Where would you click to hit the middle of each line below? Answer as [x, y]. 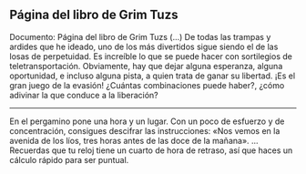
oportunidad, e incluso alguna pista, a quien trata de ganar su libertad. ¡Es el [153, 76]
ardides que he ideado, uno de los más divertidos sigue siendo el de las [144, 46]
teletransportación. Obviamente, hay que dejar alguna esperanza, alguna [146, 66]
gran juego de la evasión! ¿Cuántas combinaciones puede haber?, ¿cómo [147, 85]
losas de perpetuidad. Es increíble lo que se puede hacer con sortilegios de [151, 56]
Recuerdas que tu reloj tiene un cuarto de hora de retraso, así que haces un [151, 150]
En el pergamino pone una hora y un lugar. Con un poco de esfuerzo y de [147, 121]
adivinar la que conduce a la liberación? [84, 95]
